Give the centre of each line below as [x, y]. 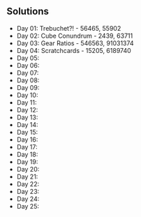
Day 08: [28, 80]
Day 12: [27, 110]
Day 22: [28, 184]
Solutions [28, 12]
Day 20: [28, 169]
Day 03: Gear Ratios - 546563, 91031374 [75, 43]
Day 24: [28, 199]
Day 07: [28, 73]
